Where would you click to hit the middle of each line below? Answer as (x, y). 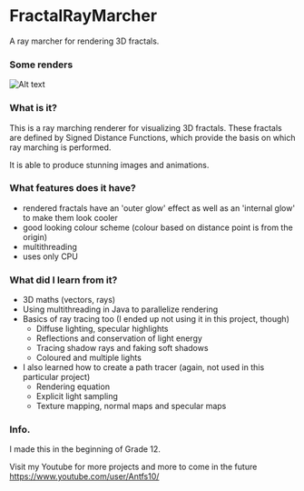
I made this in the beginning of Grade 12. (85, 449)
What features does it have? (73, 188)
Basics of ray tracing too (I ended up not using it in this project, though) (156, 319)
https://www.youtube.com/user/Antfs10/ (84, 476)
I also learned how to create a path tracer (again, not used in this (143, 367)
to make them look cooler (70, 217)
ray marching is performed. (60, 147)
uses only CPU (50, 256)
